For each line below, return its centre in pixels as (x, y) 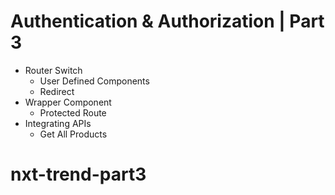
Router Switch (53, 70)
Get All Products (73, 134)
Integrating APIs (58, 123)
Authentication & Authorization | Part (167, 21)
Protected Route (73, 112)
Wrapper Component (68, 102)
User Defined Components (94, 81)
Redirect (57, 91)
